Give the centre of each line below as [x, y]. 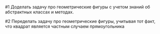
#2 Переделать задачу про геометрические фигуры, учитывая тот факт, [80, 21]
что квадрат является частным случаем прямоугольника [65, 26]
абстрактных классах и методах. [40, 12]
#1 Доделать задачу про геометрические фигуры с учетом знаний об [78, 7]
